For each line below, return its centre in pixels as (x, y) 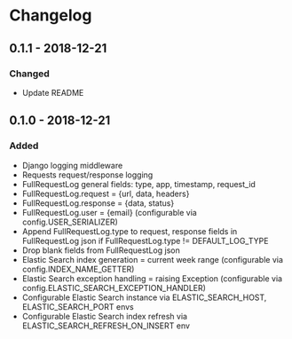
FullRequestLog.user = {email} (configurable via (109, 212)
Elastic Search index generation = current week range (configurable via (153, 259)
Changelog (51, 16)
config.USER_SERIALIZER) (70, 222)
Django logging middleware (72, 165)
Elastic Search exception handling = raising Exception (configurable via (152, 278)
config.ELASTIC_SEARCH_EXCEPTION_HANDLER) (114, 288)
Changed (30, 74)
